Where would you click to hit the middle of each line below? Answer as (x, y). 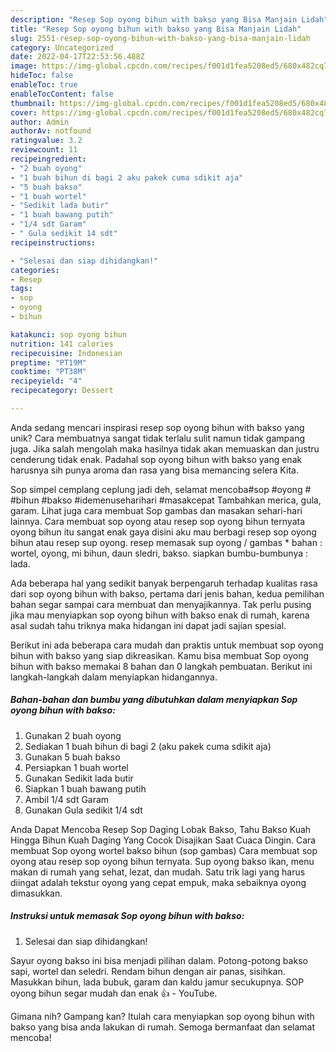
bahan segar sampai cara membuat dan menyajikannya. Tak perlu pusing (161, 604)
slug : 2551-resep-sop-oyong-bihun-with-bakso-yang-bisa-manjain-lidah (160, 38)
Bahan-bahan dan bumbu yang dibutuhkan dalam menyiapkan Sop (154, 700)
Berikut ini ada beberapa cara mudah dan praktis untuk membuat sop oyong (167, 645)
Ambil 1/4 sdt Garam (67, 799)
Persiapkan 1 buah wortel (76, 767)
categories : (35, 270)
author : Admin (40, 122)
